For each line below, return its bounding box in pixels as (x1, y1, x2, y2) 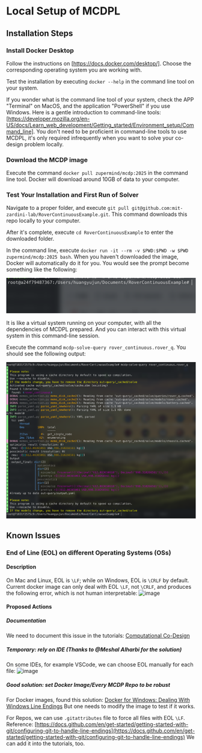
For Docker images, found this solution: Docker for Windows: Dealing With (6, 696, 191, 704)
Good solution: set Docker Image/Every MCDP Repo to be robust (6, 681, 171, 688)
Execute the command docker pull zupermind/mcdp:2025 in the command (6, 170, 188, 177)
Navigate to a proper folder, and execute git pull (6, 204, 129, 212)
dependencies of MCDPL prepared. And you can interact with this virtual (6, 325, 186, 333)
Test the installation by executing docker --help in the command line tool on (6, 78, 194, 85)
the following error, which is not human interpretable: (6, 589, 138, 597)
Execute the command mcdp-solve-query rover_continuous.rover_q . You (6, 343, 186, 351)
